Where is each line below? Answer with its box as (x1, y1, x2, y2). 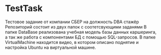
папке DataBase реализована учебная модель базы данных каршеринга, (5, 29, 157, 35)
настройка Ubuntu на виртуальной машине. (5, 44, 96, 50)
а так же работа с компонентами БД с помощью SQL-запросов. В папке (5, 34, 156, 40)
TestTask (5, 3, 43, 14)
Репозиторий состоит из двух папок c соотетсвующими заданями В (5, 24, 147, 29)
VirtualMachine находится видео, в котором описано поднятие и (5, 39, 139, 45)
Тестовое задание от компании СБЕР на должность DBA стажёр (5, 19, 140, 25)
